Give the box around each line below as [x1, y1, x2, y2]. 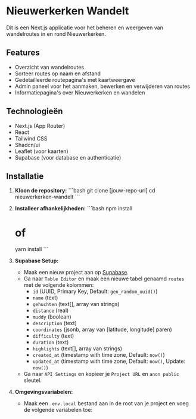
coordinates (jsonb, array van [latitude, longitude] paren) [32, 326, 173, 333]
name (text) [32, 294, 58, 301]
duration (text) [32, 339, 69, 346]
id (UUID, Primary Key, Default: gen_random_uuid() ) [32, 288, 158, 295]
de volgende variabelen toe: [23, 406, 93, 414]
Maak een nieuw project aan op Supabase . [23, 269, 129, 276]
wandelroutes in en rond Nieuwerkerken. [6, 30, 106, 37]
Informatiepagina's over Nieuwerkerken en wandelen [14, 88, 145, 96]
